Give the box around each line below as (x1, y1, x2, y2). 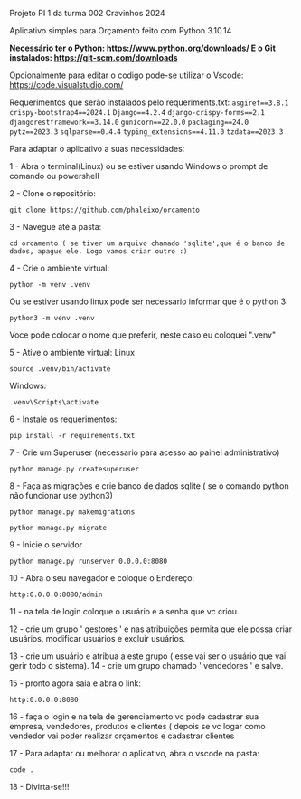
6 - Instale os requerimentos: (9, 414, 118, 424)
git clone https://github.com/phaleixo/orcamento (9, 205, 201, 214)
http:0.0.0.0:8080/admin (9, 590, 103, 599)
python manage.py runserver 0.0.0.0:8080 (9, 556, 168, 566)
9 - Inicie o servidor (9, 539, 83, 550)
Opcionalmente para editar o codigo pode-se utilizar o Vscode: (9, 70, 244, 81)
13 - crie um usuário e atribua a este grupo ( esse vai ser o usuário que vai (9, 651, 287, 661)
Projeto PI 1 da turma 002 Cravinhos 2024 (9, 8, 165, 18)
